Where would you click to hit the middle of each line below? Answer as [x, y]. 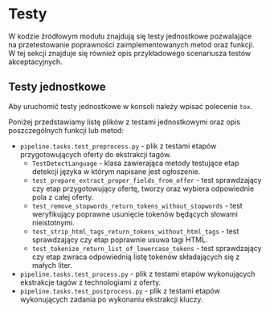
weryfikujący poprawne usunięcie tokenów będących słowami [135, 214]
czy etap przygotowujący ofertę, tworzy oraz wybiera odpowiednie [143, 188]
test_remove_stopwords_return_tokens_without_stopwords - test [137, 205]
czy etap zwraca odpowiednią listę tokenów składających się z [136, 257]
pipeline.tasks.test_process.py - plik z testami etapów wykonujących [137, 274]
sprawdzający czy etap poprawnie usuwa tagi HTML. [120, 239]
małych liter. [52, 265]
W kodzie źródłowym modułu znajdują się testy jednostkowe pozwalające [130, 36]
